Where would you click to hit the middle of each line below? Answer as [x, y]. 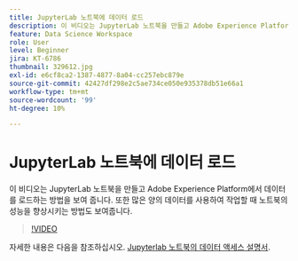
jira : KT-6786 [35, 59]
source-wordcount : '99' [53, 100]
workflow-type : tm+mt [49, 91]
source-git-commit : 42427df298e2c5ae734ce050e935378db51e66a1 [126, 83]
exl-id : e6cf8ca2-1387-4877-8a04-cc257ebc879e [97, 75]
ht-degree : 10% [37, 108]
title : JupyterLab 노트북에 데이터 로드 [76, 17]
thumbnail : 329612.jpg [51, 67]
